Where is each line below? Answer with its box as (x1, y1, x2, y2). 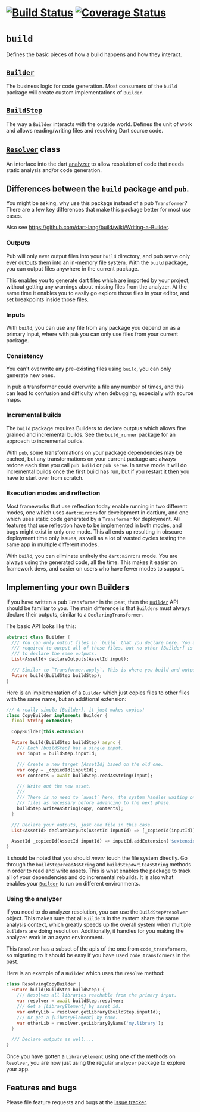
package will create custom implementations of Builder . (6, 88, 144, 96)
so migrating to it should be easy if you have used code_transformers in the (6, 952, 190, 959)
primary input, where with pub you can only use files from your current (6, 330, 179, 338)
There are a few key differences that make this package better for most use (6, 206, 192, 213)
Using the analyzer (6, 895, 62, 903)
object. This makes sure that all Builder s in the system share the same (6, 915, 179, 922)
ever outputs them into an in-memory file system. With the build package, (6, 259, 189, 266)
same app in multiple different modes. (6, 541, 99, 548)
